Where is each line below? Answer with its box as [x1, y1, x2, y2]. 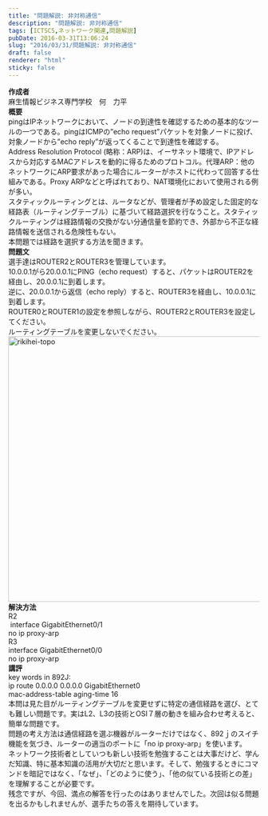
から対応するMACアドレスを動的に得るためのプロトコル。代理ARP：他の [14, 157, 255, 166]
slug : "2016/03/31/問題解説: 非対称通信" [8, 42, 137, 50]
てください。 [8, 317, 50, 326]
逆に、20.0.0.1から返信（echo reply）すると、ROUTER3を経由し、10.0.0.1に [8, 286, 257, 296]
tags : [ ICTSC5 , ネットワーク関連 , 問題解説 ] [8, 26, 137, 34]
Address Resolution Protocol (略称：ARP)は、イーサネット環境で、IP [8, 146, 234, 156]
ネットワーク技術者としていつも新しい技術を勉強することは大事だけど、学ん [8, 749, 259, 758]
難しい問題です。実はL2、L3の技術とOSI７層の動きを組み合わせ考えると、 [14, 709, 259, 718]
